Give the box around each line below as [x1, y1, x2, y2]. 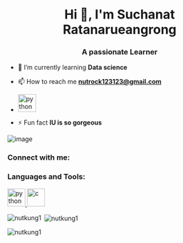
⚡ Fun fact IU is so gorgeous [17, 118, 102, 127]
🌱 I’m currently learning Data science [17, 63, 128, 72]
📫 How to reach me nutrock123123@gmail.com [17, 78, 162, 86]
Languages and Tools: [7, 172, 85, 182]
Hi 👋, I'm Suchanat [63, 6, 176, 23]
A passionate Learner [81, 47, 158, 57]
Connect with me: [7, 152, 70, 162]
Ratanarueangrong [63, 21, 177, 38]
